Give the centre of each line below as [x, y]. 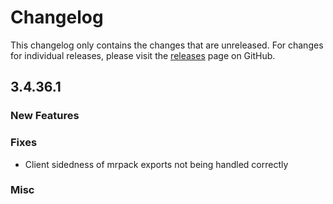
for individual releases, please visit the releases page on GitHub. [143, 55]
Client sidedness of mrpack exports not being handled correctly [156, 164]
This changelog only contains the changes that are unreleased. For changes [167, 45]
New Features [45, 116]
